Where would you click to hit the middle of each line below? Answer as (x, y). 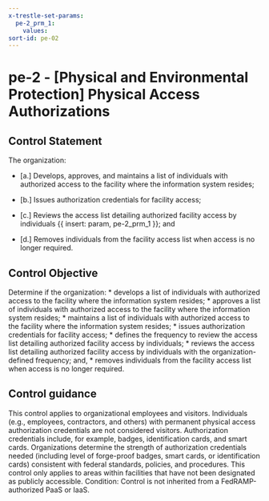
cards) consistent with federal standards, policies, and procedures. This (127, 464)
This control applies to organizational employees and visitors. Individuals (128, 413)
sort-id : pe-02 (34, 38)
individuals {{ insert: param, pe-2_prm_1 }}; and (97, 224)
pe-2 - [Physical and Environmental (128, 78)
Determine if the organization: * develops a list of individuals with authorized (134, 292)
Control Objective (53, 273)
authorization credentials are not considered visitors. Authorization (118, 430)
